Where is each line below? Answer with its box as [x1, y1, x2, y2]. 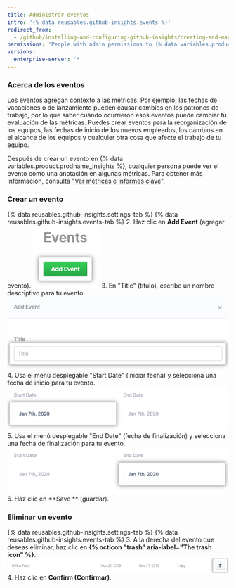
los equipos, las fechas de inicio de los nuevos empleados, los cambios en [7, 126, 223, 134]
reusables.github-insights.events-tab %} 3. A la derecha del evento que [7, 535, 215, 544]
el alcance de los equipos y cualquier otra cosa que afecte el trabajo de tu [7, 134, 222, 142]
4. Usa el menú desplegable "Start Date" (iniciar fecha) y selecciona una [7, 371, 217, 379]
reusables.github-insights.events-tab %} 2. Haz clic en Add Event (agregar [7, 218, 225, 226]
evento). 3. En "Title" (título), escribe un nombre [7, 281, 215, 290]
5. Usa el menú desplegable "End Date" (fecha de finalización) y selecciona [7, 431, 226, 440]
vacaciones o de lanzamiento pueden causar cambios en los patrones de [7, 103, 219, 112]
